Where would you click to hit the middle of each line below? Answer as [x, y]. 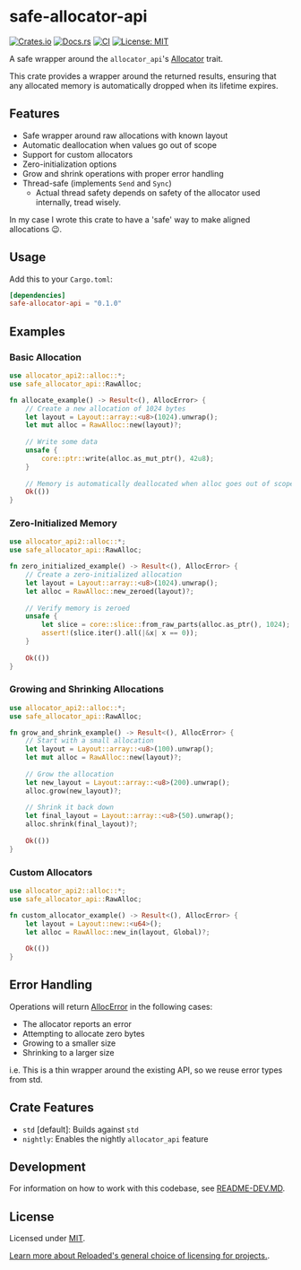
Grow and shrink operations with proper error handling [123, 173]
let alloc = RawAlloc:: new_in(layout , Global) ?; [118, 932]
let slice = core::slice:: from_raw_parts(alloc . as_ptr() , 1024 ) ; [166, 625]
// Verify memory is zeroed [77, 608]
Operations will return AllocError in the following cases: [111, 1006]
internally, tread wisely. [78, 202]
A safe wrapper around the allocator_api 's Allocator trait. [116, 58]
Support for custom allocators [77, 154]
